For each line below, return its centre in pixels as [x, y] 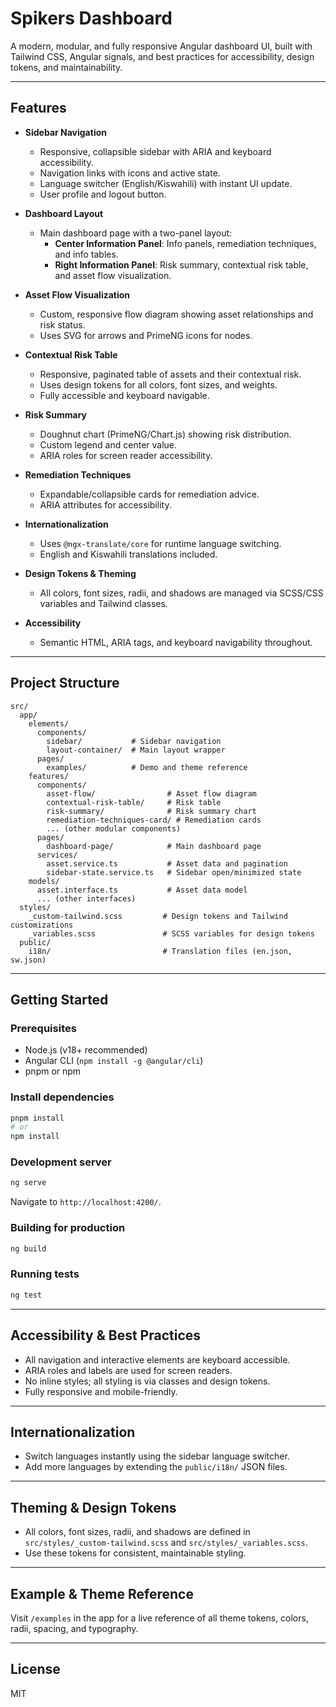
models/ [44, 881]
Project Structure [65, 683]
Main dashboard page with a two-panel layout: [136, 233]
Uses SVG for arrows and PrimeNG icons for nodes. [146, 335]
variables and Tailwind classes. [103, 603]
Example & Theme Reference [102, 1593]
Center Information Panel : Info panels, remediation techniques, [185, 243]
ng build [28, 1248]
